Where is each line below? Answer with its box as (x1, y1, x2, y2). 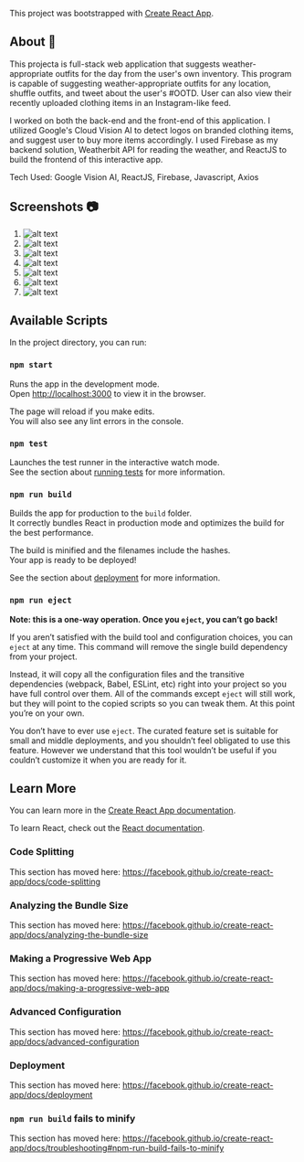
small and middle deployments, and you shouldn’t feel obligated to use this (9, 735, 290, 746)
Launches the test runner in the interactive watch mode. (9, 457, 221, 468)
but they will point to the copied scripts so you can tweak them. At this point (9, 698, 295, 709)
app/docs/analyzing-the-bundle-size (9, 930, 149, 941)
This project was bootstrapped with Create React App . (9, 8, 215, 18)
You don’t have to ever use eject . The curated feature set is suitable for (9, 725, 278, 736)
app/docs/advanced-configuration (9, 1036, 140, 1047)
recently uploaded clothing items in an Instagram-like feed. (9, 97, 231, 108)
